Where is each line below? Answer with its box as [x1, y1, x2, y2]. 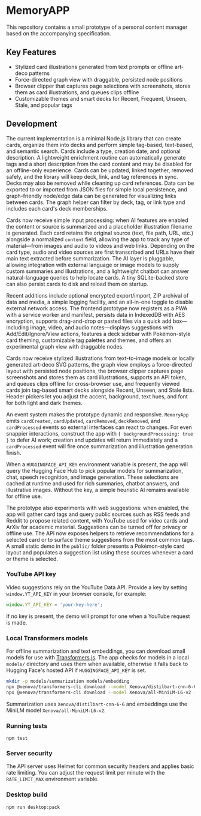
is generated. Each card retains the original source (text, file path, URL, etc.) [6, 229, 194, 236]
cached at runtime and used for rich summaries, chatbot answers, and [6, 479, 179, 487]
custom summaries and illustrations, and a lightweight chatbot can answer [6, 268, 190, 275]
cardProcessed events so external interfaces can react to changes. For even [6, 424, 193, 431]
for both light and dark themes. [6, 399, 83, 406]
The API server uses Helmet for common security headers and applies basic [6, 763, 194, 770]
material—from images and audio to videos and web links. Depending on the [6, 242, 195, 249]
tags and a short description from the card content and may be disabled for [6, 160, 192, 167]
